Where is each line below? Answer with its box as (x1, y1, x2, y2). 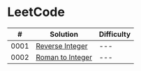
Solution (50, 29, 79, 39)
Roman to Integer (36, 52, 93, 62)
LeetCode (7, 4, 65, 20)
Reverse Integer (36, 41, 88, 51)
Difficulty (98, 29, 131, 39)
